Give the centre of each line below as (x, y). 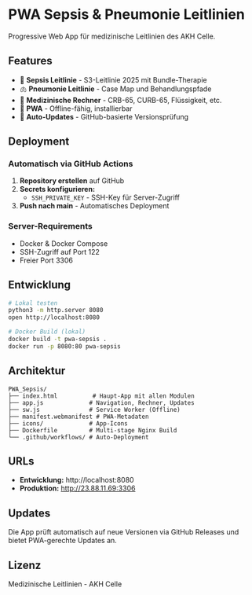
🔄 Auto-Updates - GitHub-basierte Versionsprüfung (104, 116)
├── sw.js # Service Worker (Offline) (94, 410)
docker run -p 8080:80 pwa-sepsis (65, 346)
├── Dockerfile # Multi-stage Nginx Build (93, 430)
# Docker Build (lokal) (47, 332)
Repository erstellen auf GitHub (72, 181)
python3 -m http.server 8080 (56, 310)
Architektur (37, 371)
